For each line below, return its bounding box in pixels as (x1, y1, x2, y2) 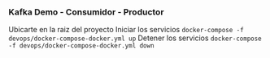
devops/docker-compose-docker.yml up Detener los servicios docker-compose (8, 33, 262, 43)
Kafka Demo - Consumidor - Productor (8, 6, 164, 18)
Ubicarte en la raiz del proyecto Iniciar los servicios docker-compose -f (8, 25, 244, 35)
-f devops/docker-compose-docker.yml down (8, 42, 155, 50)
